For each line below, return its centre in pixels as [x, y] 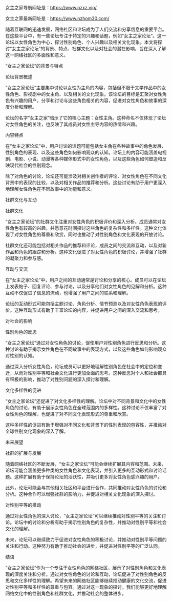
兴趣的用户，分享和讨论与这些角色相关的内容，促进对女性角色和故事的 [88, 101]
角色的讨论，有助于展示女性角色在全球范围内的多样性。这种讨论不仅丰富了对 [86, 407]
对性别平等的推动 [23, 505]
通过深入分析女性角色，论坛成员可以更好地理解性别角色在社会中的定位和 [81, 366]
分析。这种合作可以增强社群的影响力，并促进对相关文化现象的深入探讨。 [81, 494]
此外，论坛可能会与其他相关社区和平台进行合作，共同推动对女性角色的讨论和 [86, 488]
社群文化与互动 [21, 200]
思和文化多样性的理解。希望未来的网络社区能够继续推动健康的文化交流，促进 [86, 580]
